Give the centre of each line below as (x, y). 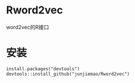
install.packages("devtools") (43, 69)
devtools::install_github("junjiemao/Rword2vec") (68, 74)
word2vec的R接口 (28, 27)
